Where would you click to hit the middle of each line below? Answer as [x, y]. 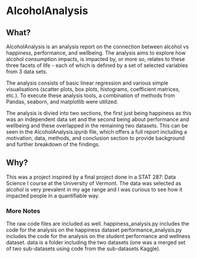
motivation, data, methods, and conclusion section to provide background [96, 138]
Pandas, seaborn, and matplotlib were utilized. [62, 102]
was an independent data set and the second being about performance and [98, 119]
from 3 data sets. [27, 71]
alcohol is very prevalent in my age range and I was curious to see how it [94, 189]
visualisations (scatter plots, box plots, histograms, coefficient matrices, [93, 89]
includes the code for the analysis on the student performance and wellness [98, 236]
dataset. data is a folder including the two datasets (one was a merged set [96, 243]
